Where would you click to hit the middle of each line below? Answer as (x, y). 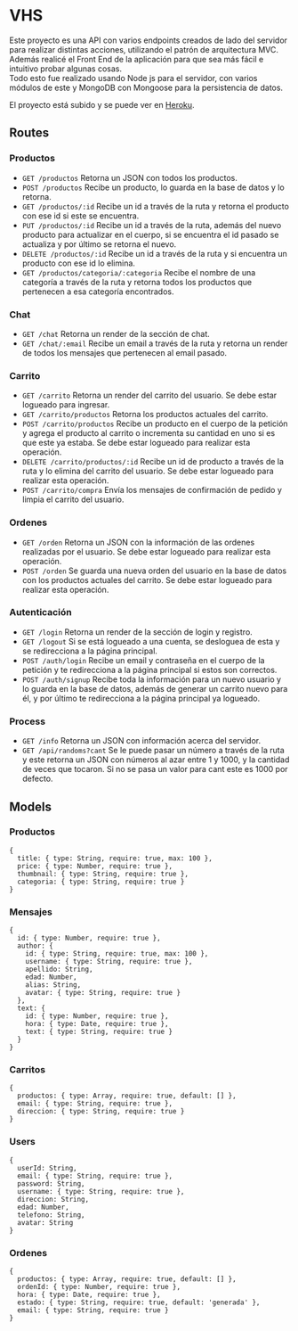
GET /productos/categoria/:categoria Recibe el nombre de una (139, 272)
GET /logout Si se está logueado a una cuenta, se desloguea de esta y (151, 641)
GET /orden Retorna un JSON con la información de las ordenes (138, 542)
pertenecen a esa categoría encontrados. (98, 292)
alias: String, (53, 985)
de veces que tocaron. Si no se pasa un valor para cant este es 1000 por (155, 769)
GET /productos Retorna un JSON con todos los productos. (129, 177)
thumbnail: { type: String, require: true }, (103, 874)
